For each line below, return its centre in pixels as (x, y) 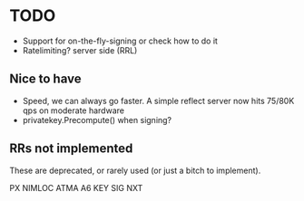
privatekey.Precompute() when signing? (97, 120)
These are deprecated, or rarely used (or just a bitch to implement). (135, 170)
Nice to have (45, 79)
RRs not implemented (71, 149)
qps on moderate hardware (74, 110)
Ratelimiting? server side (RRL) (80, 50)
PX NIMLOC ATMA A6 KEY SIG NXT (76, 187)
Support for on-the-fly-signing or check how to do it (120, 41)
